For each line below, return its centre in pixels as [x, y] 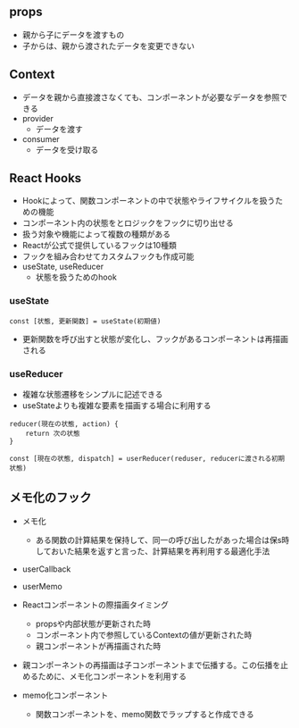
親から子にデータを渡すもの [73, 34]
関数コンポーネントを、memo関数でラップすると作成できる [145, 714]
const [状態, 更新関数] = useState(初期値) [85, 321]
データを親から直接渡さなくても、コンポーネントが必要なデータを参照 [151, 97]
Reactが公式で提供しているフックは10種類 [99, 246]
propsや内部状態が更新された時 [93, 623]
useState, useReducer [63, 267]
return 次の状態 [53, 434]
